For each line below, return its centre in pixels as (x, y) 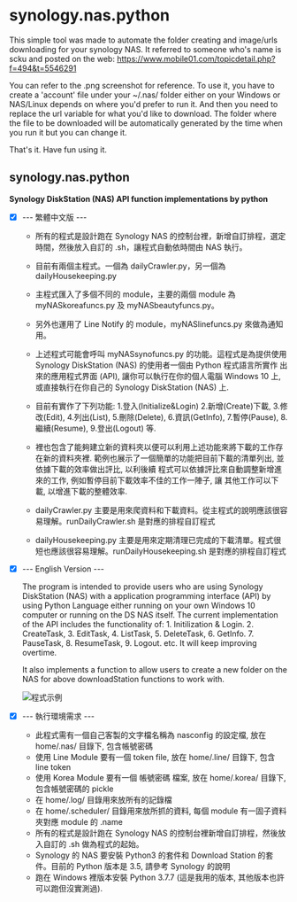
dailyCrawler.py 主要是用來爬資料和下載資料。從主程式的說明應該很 (157, 509)
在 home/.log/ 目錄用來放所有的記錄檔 (103, 799)
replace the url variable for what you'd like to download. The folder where (143, 113)
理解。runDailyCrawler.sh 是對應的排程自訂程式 (129, 521)
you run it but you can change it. (68, 132)
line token (53, 766)
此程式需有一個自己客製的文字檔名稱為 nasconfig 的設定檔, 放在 (151, 735)
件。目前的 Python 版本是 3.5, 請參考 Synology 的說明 (133, 866)
